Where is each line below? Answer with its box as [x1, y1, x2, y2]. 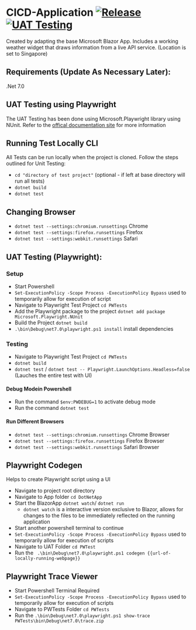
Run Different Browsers [6, 417, 64, 424]
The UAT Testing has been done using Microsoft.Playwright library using [6, 115, 181, 122]
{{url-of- [147, 550, 171, 556]
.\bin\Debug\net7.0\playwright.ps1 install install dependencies [14, 325, 174, 332]
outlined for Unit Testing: [6, 160, 66, 167]
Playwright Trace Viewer [6, 571, 98, 581]
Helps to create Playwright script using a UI [6, 476, 111, 483]
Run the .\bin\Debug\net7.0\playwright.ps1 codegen [14, 549, 145, 556]
